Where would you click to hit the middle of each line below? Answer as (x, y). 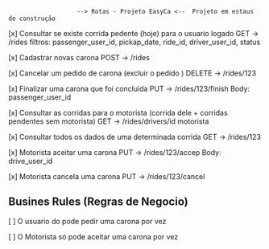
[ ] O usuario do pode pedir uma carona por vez (87, 221)
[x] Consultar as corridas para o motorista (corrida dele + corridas (118, 113)
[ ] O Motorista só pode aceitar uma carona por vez (93, 236)
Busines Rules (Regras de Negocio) (98, 202)
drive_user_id (31, 161)
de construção (32, 18)
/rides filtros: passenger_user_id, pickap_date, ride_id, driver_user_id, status (134, 42)
